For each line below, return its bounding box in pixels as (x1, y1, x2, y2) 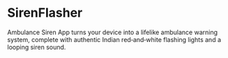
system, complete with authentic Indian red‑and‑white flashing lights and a (7, 35, 222, 43)
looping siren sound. (7, 43, 66, 51)
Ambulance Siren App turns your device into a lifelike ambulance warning (7, 28, 218, 36)
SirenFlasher (7, 5, 83, 21)
